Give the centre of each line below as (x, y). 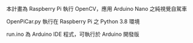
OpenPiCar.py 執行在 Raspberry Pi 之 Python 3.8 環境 (73, 21)
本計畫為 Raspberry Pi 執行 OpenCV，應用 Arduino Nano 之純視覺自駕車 (97, 9)
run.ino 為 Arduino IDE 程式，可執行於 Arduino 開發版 (73, 34)
